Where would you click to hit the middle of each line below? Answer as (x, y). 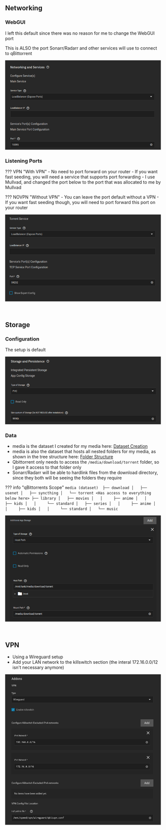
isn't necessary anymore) (38, 668)
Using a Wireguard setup (38, 657)
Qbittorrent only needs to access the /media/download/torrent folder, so (86, 462)
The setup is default (25, 350)
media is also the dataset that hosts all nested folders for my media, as (84, 452)
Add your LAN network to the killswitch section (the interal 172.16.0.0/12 (85, 662)
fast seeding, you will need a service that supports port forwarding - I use (80, 177)
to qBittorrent (19, 53)
